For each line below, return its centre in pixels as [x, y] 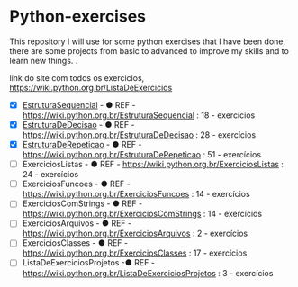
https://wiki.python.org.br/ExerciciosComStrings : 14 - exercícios [142, 214]
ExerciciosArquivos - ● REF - [77, 223]
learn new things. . [44, 60]
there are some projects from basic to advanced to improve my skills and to [149, 50]
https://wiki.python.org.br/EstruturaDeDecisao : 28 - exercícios [139, 135]
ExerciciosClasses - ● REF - [75, 243]
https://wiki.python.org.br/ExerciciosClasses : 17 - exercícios [135, 253]
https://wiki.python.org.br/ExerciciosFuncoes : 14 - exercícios [136, 194]
